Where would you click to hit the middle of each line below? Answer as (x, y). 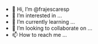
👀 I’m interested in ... (37, 15)
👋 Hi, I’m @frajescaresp (40, 9)
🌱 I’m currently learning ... (43, 22)
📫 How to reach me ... (39, 35)
